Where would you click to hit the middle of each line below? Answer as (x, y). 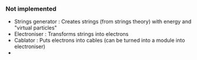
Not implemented (31, 9)
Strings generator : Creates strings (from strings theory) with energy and (103, 22)
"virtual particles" (35, 28)
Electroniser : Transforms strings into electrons (71, 34)
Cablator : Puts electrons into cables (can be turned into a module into (99, 41)
